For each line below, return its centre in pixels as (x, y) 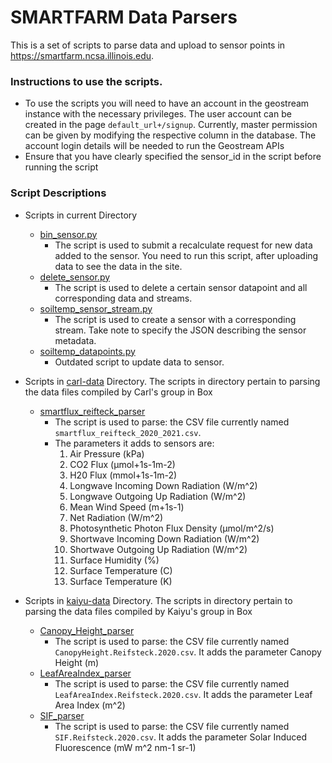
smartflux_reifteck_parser (92, 411)
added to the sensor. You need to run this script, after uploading (186, 255)
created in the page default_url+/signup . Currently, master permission (171, 125)
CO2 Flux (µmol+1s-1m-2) (122, 464)
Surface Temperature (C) (121, 570)
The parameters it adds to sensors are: (134, 443)
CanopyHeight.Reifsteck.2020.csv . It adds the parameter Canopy (188, 652)
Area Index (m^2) (90, 705)
